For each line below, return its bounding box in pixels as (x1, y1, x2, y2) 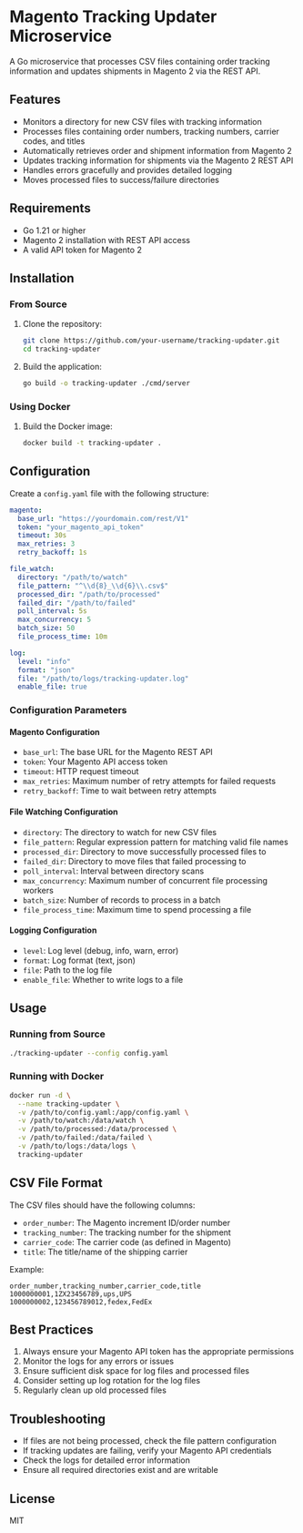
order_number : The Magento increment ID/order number (22, 1217, 231, 1228)
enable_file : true (17, 682, 88, 691)
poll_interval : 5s (17, 607, 88, 616)
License (9, 1491, 56, 1507)
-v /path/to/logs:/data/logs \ (17, 1141, 136, 1150)
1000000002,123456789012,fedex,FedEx (9, 1297, 153, 1306)
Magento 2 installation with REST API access (22, 234, 191, 245)
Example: (9, 1263, 45, 1274)
